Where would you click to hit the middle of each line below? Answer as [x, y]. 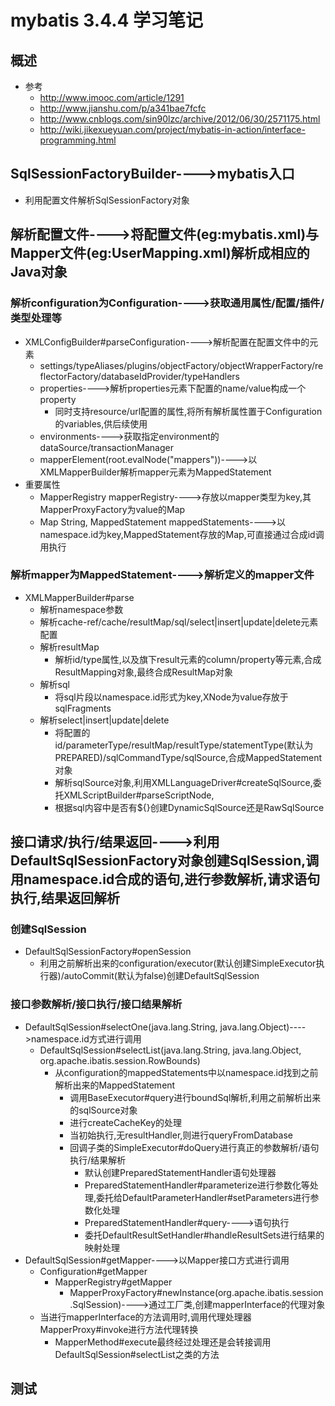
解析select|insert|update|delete [104, 720]
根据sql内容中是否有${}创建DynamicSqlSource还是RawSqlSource [189, 807]
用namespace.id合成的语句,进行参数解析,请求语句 [165, 879]
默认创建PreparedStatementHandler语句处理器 [180, 1172]
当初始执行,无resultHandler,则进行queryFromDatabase [181, 1135]
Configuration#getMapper [93, 1271]
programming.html [78, 140]
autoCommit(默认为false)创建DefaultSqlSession [161, 976]
